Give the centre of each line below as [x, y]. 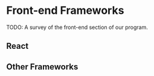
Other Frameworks [42, 67]
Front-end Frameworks [65, 11]
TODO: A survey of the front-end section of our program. [77, 27]
